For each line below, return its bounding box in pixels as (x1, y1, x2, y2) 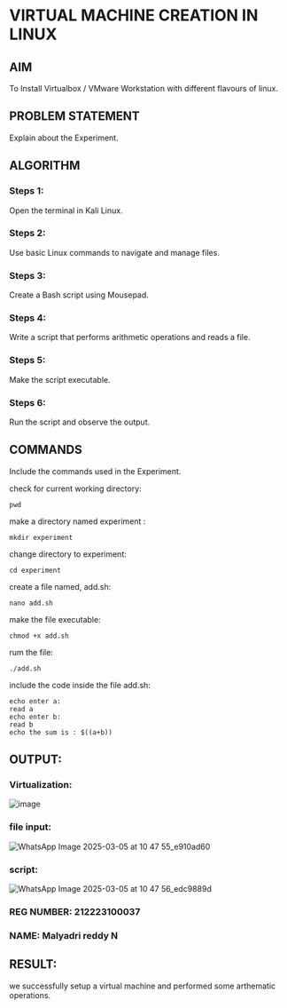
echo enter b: (9, 712, 62, 721)
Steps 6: (9, 396, 46, 409)
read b (9, 720, 34, 729)
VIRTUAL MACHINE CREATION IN (9, 5, 259, 26)
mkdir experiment (9, 533, 74, 542)
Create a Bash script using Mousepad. (9, 290, 149, 300)
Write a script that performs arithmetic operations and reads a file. (9, 332, 251, 343)
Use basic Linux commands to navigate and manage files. (9, 247, 220, 258)
